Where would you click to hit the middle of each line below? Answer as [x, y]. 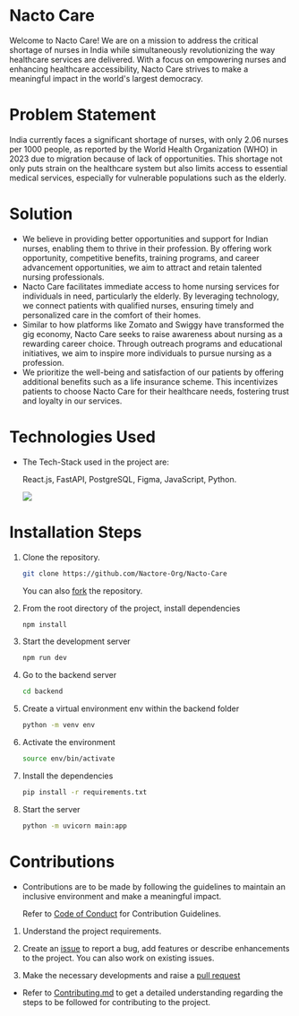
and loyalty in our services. [72, 401]
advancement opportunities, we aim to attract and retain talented [142, 267]
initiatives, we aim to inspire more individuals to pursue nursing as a [147, 353]
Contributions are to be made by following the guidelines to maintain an [154, 886]
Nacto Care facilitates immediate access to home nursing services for [151, 286]
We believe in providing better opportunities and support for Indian [145, 239]
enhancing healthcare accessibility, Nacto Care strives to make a [129, 69]
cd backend [43, 691]
